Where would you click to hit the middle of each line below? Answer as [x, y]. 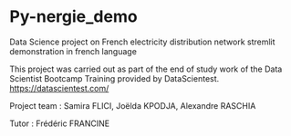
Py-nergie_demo [74, 17]
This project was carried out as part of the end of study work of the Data [146, 69]
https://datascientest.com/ [59, 88]
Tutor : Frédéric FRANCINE [60, 123]
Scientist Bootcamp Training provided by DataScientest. [114, 78]
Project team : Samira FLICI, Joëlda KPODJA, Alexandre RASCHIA [133, 105]
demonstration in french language [73, 51]
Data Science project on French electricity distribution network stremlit [142, 42]
